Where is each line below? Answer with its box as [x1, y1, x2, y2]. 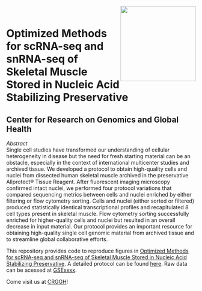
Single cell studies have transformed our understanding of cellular [6, 146, 170, 153]
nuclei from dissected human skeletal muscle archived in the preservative [6, 172, 189, 179]
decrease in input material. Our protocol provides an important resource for [6, 223, 192, 230]
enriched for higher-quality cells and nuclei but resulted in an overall [6, 216, 176, 224]
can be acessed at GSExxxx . [6, 266, 77, 274]
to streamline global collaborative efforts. [6, 236, 108, 243]
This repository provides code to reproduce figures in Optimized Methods [6, 247, 189, 254]
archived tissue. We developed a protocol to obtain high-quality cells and [6, 165, 188, 173]
